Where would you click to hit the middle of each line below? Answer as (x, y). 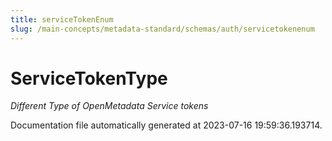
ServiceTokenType (89, 78)
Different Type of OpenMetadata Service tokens (109, 106)
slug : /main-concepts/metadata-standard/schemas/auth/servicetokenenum (162, 29)
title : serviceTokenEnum (62, 19)
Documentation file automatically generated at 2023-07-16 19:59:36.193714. (166, 125)
